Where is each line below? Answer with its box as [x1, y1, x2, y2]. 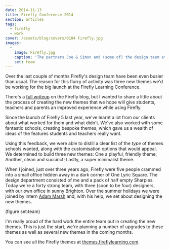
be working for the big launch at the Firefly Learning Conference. [5, 84, 141, 90]
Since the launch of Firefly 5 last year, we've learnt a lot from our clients [5, 115, 155, 121]
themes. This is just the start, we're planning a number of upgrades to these [5, 224, 163, 230]
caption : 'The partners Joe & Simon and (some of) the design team [14, 54, 159, 60]
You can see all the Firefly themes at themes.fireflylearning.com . [5, 239, 140, 245]
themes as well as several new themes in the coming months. [5, 229, 133, 235]
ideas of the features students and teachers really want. [5, 130, 122, 137]
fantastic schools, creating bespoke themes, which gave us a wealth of [5, 125, 153, 131]
